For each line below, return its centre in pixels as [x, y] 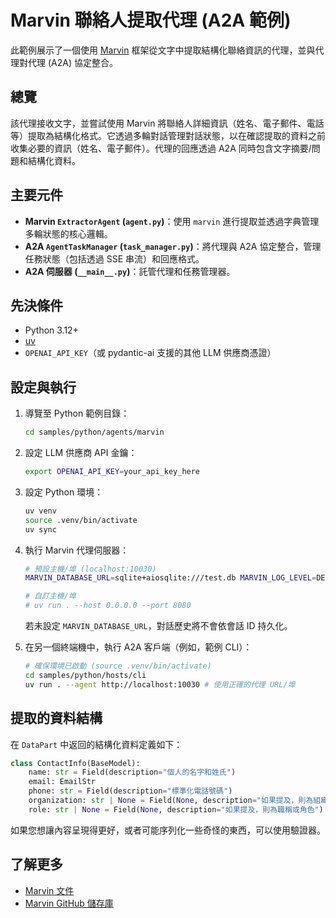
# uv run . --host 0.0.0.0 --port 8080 [108, 606]
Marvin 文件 [49, 890]
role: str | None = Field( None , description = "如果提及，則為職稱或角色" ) [176, 809]
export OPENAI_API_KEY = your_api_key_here [112, 472]
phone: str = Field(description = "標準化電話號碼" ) [130, 791]
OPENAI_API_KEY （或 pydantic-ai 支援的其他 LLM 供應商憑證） [150, 353]
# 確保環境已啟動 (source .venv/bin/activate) [118, 666]
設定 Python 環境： [64, 492]
